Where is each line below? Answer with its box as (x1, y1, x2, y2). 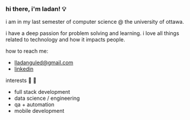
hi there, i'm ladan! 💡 (5, 5, 66, 13)
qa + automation (14, 101, 55, 108)
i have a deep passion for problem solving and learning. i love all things (5, 30, 179, 37)
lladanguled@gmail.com (14, 59, 74, 67)
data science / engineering (14, 94, 80, 102)
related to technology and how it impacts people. (5, 36, 125, 43)
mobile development (14, 108, 65, 115)
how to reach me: (5, 48, 49, 55)
